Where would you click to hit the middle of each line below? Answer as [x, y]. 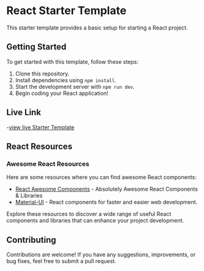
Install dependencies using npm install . [66, 80]
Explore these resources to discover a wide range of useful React [89, 214]
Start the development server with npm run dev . [75, 86]
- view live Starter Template [40, 127]
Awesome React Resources [48, 164]
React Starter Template [66, 11]
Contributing [31, 240]
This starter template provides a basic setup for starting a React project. [97, 28]
